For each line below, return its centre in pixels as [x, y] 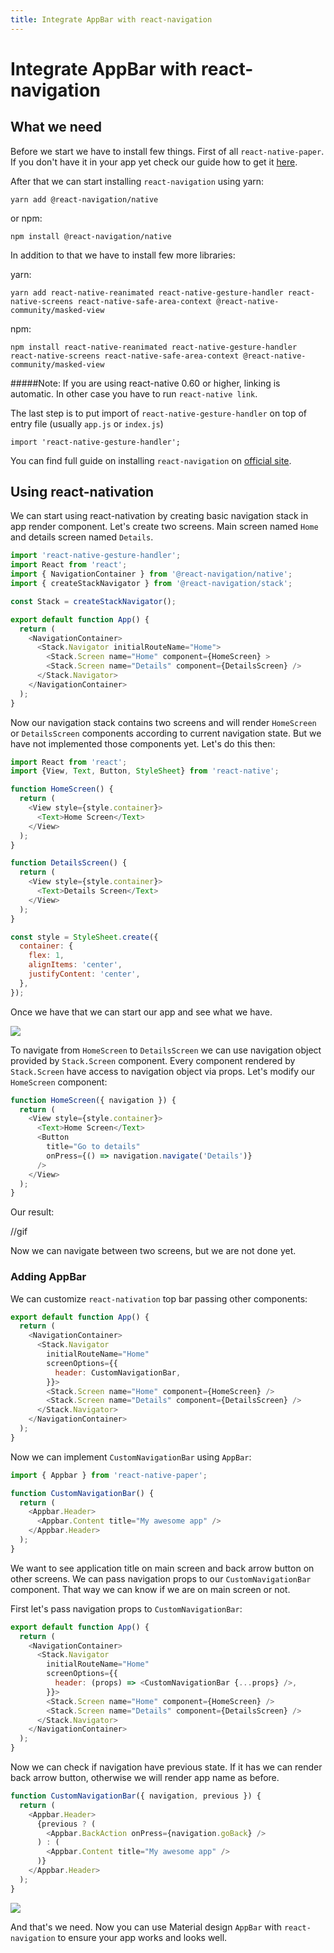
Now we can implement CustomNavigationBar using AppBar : [131, 1457]
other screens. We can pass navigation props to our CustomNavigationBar [161, 1578]
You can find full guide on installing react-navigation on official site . [151, 460]
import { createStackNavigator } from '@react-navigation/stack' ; [151, 584]
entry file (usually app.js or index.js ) [87, 423]
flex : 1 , [46, 956]
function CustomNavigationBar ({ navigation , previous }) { [136, 1796]
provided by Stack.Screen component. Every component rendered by [153, 1060]
